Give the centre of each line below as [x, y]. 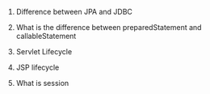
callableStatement [46, 36]
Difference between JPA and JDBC [74, 12]
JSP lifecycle [38, 67]
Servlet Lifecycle [44, 51]
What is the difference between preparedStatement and [109, 27]
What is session [42, 83]
